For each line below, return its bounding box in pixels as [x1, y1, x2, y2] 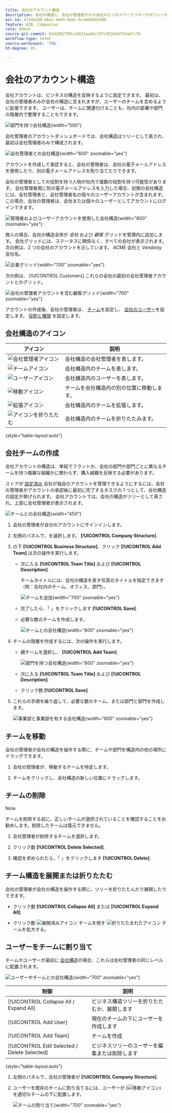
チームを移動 [5, 732, 46, 741]
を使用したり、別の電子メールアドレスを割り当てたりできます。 [5, 167, 140, 174]
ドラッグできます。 [5, 753, 46, 759]
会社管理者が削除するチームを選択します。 [12, 833, 102, 839]
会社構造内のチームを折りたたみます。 [64, 415, 157, 423]
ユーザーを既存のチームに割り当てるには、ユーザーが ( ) [12, 1085, 161, 1091]
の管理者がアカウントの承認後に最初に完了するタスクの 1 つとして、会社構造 [5, 487, 166, 493]
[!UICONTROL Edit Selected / [8, 1043, 78, 1050]
